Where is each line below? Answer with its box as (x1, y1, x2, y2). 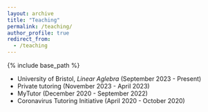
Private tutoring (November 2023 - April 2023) (17, 82, 150, 90)
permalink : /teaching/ (7, 23, 73, 30)
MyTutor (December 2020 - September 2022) (17, 89, 149, 97)
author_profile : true (7, 29, 70, 37)
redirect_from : (7, 36, 51, 43)
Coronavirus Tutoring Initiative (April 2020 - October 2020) (17, 97, 185, 104)
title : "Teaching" (7, 17, 60, 24)
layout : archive (7, 10, 54, 17)
